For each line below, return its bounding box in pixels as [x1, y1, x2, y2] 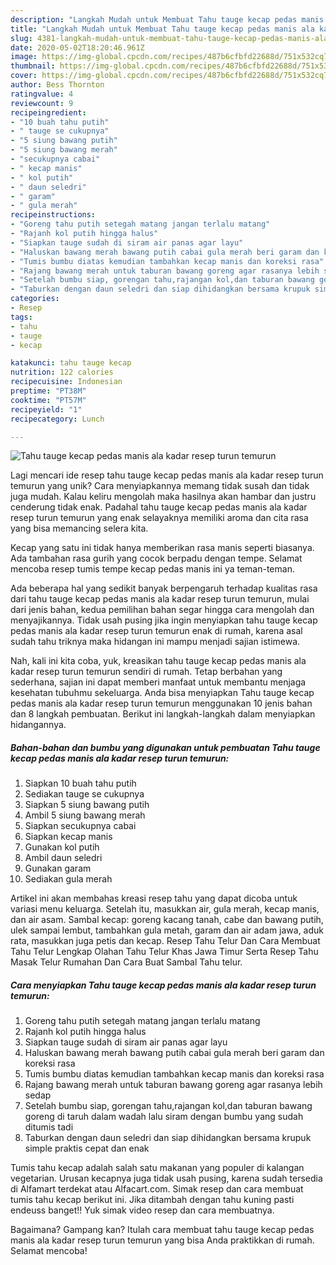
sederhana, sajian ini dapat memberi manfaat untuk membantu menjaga [10, 676, 307, 688]
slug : [10, 33, 33, 43]
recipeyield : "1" [10, 404, 83, 415]
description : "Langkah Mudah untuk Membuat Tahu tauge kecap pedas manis [10, 14, 325, 25]
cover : [10, 71, 38, 81]
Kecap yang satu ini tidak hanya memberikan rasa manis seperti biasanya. [10, 542, 315, 554]
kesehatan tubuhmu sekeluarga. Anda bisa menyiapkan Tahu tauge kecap [10, 687, 315, 699]
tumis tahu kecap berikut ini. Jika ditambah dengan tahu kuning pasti [10, 1194, 295, 1206]
